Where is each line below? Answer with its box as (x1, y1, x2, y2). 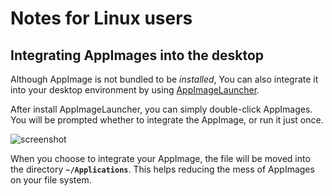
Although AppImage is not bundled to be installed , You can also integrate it (10, 73, 319, 85)
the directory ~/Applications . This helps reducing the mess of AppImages (10, 163, 315, 175)
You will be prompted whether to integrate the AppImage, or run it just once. (10, 114, 324, 126)
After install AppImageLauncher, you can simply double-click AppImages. (10, 103, 313, 115)
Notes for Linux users (10, 7, 193, 30)
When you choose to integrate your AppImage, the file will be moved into (10, 153, 311, 164)
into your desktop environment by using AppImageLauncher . (10, 84, 260, 96)
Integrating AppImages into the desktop (10, 47, 264, 64)
